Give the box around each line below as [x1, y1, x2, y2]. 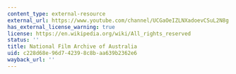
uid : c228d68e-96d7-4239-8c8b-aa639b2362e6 [7, 50, 138, 57]
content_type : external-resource [7, 10, 106, 18]
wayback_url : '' [7, 56, 55, 63]
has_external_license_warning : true [7, 23, 115, 30]
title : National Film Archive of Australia [7, 43, 138, 50]
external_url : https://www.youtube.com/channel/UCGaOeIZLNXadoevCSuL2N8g [7, 17, 230, 24]
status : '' [7, 37, 40, 44]
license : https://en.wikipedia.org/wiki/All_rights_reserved [7, 30, 191, 37]
